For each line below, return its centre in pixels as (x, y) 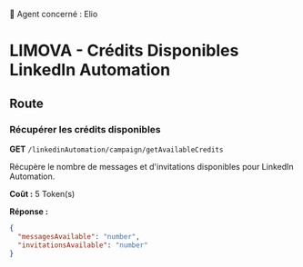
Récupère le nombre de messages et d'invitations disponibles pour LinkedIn (151, 166)
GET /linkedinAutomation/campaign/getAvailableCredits (116, 149)
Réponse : (29, 211)
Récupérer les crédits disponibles (85, 129)
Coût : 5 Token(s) (42, 193)
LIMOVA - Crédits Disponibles (124, 51)
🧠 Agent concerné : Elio (54, 14)
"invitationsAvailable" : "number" (83, 245)
